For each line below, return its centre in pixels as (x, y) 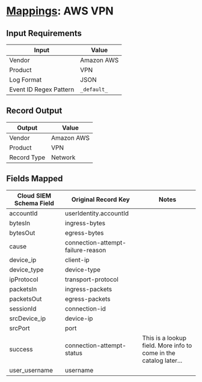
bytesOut (22, 232)
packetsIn (23, 289)
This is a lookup (164, 338)
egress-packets (88, 299)
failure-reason (86, 250)
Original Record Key (101, 199)
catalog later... (162, 360)
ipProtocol (24, 279)
